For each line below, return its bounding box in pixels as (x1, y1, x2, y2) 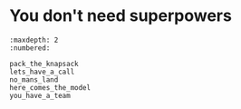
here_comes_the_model (9, 83, 92, 92)
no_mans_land (9, 74, 59, 84)
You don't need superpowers (9, 5, 233, 26)
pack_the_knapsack (9, 59, 79, 68)
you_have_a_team (9, 91, 71, 100)
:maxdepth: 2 (9, 35, 59, 45)
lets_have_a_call (9, 67, 75, 76)
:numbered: (9, 43, 51, 53)
